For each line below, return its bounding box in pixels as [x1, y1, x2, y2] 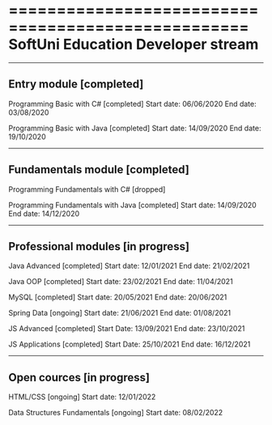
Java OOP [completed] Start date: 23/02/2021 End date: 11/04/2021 [8, 277, 233, 287]
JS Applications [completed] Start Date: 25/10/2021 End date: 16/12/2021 [8, 339, 251, 349]
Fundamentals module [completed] [8, 163, 190, 176]
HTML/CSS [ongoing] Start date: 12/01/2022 [8, 392, 156, 402]
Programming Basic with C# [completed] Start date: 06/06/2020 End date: [8, 99, 257, 108]
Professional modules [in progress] [8, 240, 190, 253]
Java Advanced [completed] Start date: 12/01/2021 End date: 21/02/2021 [8, 261, 250, 271]
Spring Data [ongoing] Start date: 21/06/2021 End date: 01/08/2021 [8, 308, 232, 318]
